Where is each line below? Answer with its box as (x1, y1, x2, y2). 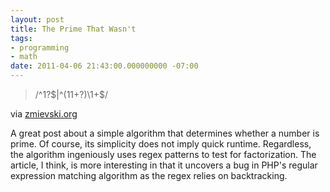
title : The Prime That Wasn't (10, 24, 137, 34)
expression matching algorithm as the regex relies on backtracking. (10, 170, 288, 181)
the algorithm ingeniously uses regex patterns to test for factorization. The (10, 149, 317, 160)
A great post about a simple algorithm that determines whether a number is (10, 127, 320, 139)
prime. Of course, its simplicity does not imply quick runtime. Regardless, (10, 138, 312, 150)
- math (10, 52, 38, 62)
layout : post (10, 14, 65, 25)
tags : (10, 33, 33, 43)
